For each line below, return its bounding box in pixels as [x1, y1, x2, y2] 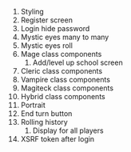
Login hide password [20, 24, 90, 33]
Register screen [20, 15, 73, 25]
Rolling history [20, 118, 69, 126]
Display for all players [32, 126, 104, 135]
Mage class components [20, 50, 102, 58]
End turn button [20, 109, 73, 118]
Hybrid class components [20, 92, 106, 101]
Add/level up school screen [32, 58, 123, 67]
